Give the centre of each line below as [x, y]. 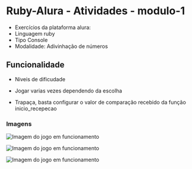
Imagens [19, 124]
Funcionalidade [35, 65]
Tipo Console [31, 40]
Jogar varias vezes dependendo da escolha [68, 91]
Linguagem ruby [35, 33]
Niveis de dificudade [40, 79]
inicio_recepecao [36, 109]
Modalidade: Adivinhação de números [61, 46]
